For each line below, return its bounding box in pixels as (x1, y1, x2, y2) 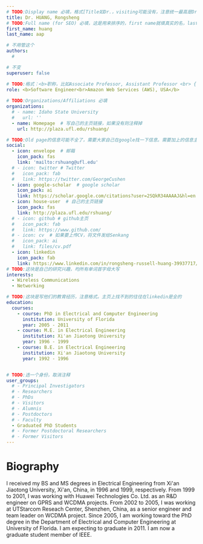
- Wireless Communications (11, 277, 80, 283)
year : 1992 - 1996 (22, 355, 69, 361)
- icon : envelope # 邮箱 (11, 148, 76, 154)
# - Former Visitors (11, 433, 63, 440)
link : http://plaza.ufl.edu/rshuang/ (17, 210, 112, 216)
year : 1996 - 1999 (22, 339, 69, 345)
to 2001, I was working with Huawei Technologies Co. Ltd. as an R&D (6, 492, 177, 499)
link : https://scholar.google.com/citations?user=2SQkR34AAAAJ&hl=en (17, 193, 196, 199)
